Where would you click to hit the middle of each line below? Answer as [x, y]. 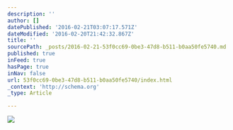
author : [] [23, 21]
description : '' [31, 14]
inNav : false [27, 73]
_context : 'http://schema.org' [53, 87]
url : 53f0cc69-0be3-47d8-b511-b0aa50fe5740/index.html [90, 80]
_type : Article [30, 93]
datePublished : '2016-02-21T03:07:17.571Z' [73, 27]
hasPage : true [28, 67]
